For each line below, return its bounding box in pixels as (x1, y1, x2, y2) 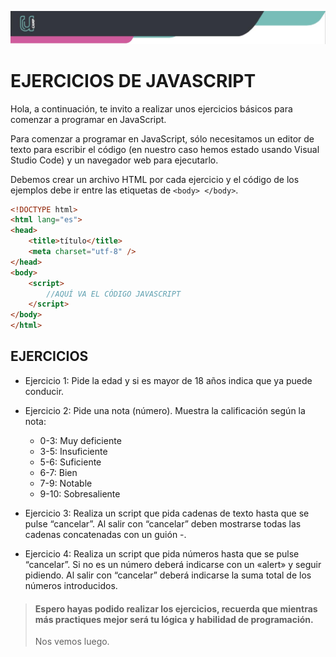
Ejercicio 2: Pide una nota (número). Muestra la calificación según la (24, 404, 306, 416)
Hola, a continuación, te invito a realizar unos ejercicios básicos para (10, 102, 293, 115)
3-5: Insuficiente (39, 445, 108, 457)
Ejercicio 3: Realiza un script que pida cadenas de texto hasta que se (24, 507, 310, 519)
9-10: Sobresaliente (39, 487, 121, 500)
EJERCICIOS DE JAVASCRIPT (10, 69, 257, 92)
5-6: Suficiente (39, 456, 102, 468)
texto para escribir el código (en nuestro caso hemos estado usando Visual (10, 143, 320, 155)
